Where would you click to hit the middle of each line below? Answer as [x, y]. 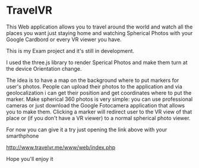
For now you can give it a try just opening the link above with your [87, 129]
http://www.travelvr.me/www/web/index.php [61, 147]
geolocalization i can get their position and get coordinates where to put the [99, 93]
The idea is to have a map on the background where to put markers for [93, 80]
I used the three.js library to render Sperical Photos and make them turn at [97, 62]
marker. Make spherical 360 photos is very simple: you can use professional [99, 99]
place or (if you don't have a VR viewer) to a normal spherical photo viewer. [98, 118]
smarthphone [23, 136]
